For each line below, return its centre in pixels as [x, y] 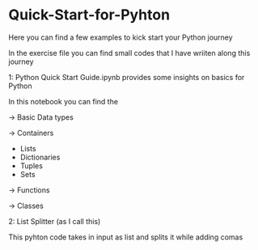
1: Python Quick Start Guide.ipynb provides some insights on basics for [127, 77]
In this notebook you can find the [63, 101]
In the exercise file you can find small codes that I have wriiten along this [129, 53]
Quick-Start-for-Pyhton [89, 15]
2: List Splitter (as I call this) [55, 221]
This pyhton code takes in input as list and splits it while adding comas [126, 237]
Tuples [31, 165]
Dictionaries [40, 157]
